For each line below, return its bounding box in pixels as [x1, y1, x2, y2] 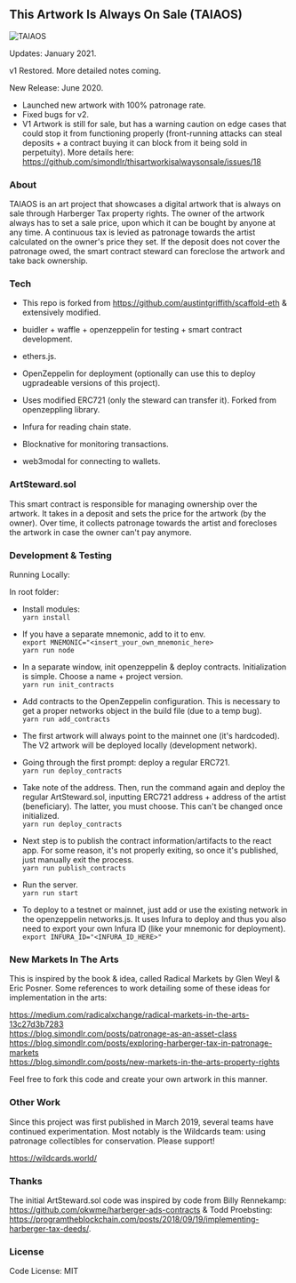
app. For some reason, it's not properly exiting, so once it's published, [21, 845, 278, 855]
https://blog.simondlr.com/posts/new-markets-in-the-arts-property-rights [9, 1057, 280, 1068]
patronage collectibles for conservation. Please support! [9, 1135, 215, 1146]
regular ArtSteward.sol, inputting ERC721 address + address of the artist [21, 791, 286, 802]
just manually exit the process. [21, 854, 134, 865]
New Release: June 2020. [9, 82, 104, 92]
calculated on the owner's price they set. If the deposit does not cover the [9, 237, 281, 247]
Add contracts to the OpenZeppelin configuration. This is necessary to [21, 696, 281, 706]
